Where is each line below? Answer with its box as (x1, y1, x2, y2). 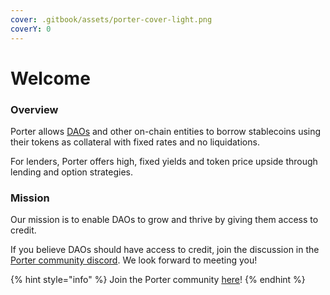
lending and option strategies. (10, 166, 134, 178)
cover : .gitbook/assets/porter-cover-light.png (10, 14, 213, 25)
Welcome (10, 67, 91, 90)
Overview (10, 102, 59, 116)
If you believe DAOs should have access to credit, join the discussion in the (10, 244, 320, 256)
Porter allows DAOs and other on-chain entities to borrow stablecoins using (10, 125, 322, 137)
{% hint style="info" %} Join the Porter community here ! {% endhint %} (10, 274, 306, 286)
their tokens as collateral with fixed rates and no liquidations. (10, 136, 260, 148)
